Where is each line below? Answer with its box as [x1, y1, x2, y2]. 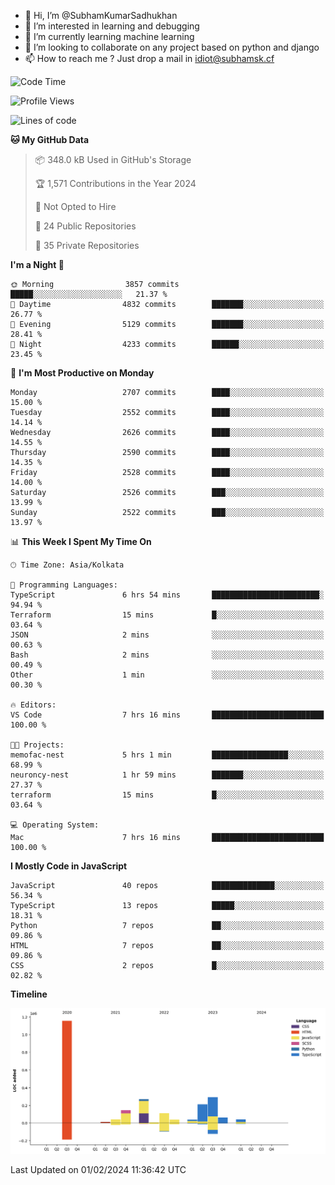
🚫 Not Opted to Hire [34, 201, 117, 212]
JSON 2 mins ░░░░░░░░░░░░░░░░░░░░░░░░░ [10, 630, 325, 640]
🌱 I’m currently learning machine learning [24, 31, 195, 42]
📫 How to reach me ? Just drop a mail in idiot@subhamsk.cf [24, 53, 275, 64]
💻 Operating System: [10, 820, 100, 830]
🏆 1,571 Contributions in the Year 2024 [34, 178, 197, 189]
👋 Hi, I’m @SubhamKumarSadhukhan [24, 10, 178, 21]
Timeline [10, 988, 48, 1000]
